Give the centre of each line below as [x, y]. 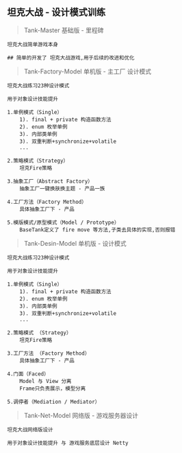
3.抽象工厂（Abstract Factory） [50, 181]
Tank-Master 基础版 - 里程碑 [64, 30]
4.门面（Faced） [28, 374]
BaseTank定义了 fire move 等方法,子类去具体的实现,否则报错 [97, 230]
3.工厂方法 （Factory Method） [49, 353]
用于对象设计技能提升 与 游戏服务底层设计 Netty [68, 443]
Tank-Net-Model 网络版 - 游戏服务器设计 [81, 415]
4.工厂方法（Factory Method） [47, 202]
